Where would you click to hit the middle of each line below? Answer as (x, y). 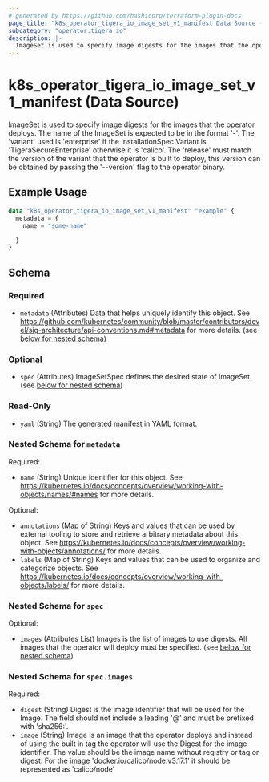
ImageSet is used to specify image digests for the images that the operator (132, 124)
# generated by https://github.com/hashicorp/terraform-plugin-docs (125, 16)
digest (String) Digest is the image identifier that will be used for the (132, 710)
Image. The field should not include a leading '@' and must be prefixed (137, 718)
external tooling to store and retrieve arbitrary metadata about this (129, 533)
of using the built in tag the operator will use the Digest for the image (133, 744)
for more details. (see (222, 330)
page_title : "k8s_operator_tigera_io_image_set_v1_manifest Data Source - (136, 23)
